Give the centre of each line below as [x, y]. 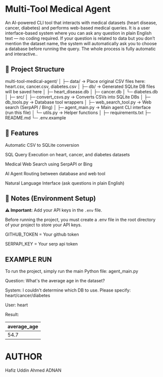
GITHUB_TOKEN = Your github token [42, 235]
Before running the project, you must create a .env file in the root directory [80, 220]
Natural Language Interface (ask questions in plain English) [65, 183]
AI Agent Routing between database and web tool [55, 173]
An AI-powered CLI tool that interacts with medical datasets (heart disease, [81, 23]
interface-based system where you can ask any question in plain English [79, 33]
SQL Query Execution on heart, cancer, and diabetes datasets [68, 154]
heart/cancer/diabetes [28, 296]
